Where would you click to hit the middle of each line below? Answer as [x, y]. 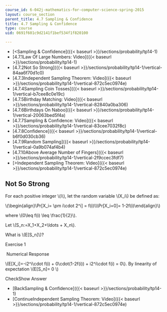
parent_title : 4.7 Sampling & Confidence [49, 19]
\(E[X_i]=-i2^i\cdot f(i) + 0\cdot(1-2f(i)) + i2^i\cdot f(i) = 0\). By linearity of [81, 264]
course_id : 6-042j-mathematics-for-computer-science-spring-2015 [74, 10]
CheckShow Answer [26, 279]
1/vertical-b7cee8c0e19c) [38, 94]
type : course [19, 28]
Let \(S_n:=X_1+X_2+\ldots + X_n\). [40, 225]
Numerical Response [28, 254]
